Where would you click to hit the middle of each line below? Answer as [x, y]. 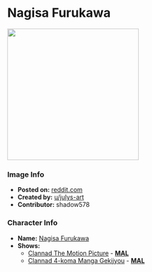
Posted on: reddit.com [50, 190]
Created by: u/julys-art [50, 197]
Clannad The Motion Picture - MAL [78, 253]
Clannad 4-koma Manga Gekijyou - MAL [86, 260]
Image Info [26, 175]
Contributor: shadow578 [53, 205]
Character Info [33, 223]
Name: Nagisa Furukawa [53, 238]
